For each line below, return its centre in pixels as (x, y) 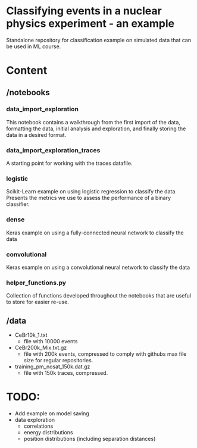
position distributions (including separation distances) (90, 439)
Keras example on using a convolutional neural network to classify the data (98, 267)
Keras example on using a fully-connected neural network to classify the (95, 233)
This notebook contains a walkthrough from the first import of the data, (93, 122)
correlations (38, 426)
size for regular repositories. (58, 361)
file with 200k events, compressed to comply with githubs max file (105, 354)
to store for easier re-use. (38, 302)
